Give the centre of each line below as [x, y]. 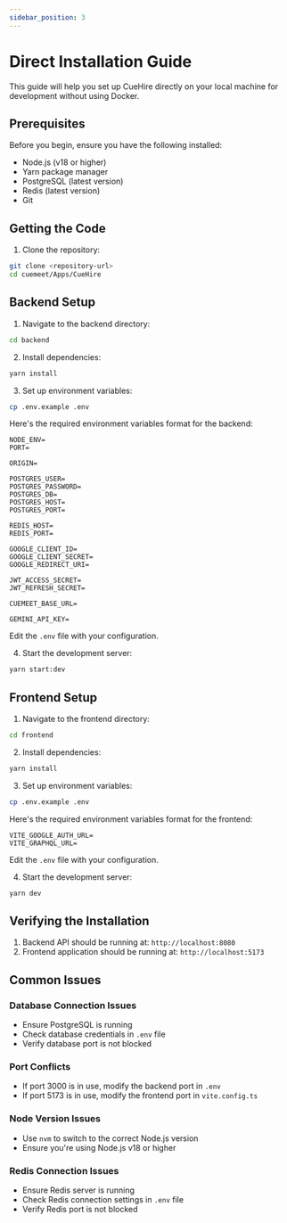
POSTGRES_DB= [33, 495]
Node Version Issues [55, 1119]
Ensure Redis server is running [78, 1190]
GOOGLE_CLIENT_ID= [43, 549]
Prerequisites [47, 123]
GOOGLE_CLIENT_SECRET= [51, 557]
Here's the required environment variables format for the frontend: [131, 819]
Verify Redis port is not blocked [80, 1209]
